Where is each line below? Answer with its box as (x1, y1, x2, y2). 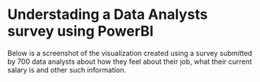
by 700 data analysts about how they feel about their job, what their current (7, 57, 253, 66)
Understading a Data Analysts (7, 6, 208, 24)
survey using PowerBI (7, 22, 154, 40)
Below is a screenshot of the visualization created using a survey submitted (7, 48, 253, 58)
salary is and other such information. (7, 65, 127, 74)
